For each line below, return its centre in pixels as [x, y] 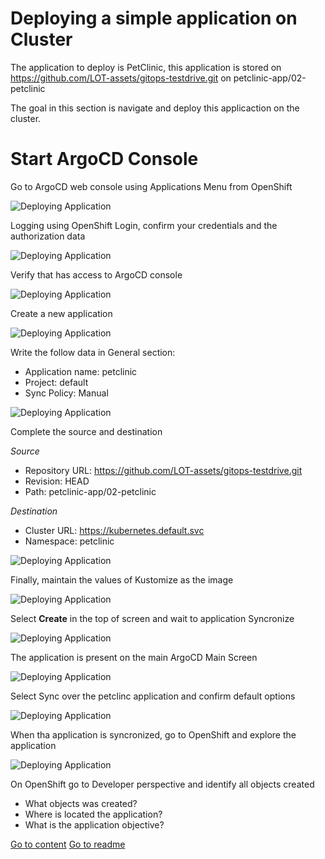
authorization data [48, 236]
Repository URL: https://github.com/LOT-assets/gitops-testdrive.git [163, 470]
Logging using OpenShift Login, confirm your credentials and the [144, 225]
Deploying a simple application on [154, 18]
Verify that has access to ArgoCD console [96, 274]
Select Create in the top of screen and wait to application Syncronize [152, 618]
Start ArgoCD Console [104, 159]
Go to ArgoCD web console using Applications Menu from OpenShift [151, 186]
